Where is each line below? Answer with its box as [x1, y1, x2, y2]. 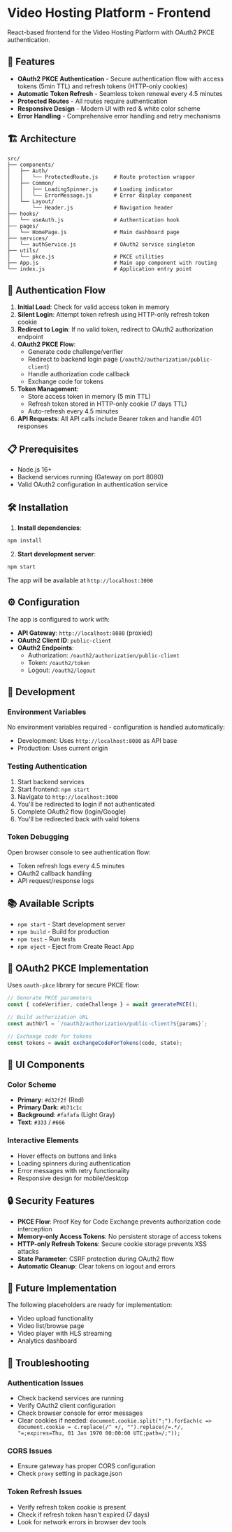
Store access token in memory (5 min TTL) [27, 392, 152, 401]
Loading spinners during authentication [17, 1158, 131, 1168]
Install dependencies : [17, 524, 82, 532]
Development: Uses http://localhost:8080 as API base [17, 737, 177, 745]
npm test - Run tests [17, 934, 76, 943]
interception [17, 1224, 52, 1233]
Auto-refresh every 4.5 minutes [27, 407, 119, 416]
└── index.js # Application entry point [7, 265, 192, 273]
